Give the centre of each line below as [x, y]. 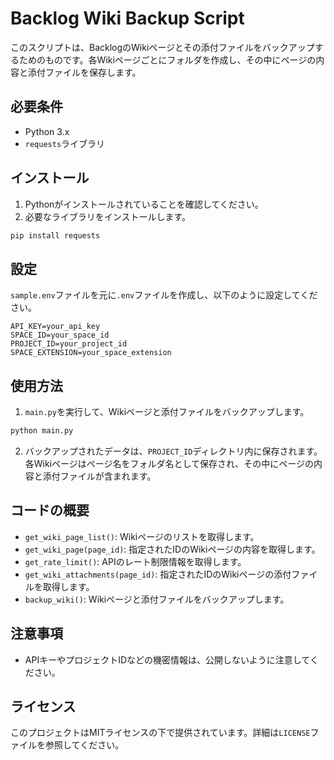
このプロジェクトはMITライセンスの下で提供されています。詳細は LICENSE [160, 733]
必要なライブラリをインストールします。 [108, 216]
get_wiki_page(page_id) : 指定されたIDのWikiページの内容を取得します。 [172, 549]
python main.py [42, 431]
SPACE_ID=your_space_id [60, 335]
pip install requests [55, 235]
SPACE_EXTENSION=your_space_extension [91, 353]
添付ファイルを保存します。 [84, 72]
